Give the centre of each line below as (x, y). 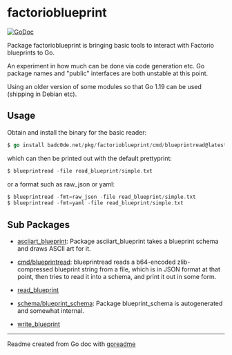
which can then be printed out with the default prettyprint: (90, 158)
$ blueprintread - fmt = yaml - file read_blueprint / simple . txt (96, 203)
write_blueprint (39, 324)
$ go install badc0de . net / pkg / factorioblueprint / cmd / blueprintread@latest (117, 145)
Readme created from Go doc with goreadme (71, 344)
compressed (35, 269)
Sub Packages (39, 225)
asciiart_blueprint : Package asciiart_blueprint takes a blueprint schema (118, 241)
